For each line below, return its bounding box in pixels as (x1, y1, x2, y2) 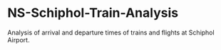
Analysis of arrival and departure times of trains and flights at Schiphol (7, 28, 215, 37)
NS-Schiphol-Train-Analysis (7, 5, 179, 21)
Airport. (7, 35, 30, 44)
